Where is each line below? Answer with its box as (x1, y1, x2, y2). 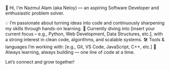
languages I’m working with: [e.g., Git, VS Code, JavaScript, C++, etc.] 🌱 (5, 44, 157, 50)
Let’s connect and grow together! (5, 59, 75, 65)
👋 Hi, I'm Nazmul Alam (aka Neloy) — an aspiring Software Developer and (5, 5, 159, 11)
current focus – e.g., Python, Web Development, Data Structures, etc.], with (5, 31, 163, 37)
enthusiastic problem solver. (5, 10, 64, 16)
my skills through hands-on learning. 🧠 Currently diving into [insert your (5, 26, 155, 31)
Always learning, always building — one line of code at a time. (5, 49, 135, 55)
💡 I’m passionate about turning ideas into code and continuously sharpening (5, 20, 165, 26)
